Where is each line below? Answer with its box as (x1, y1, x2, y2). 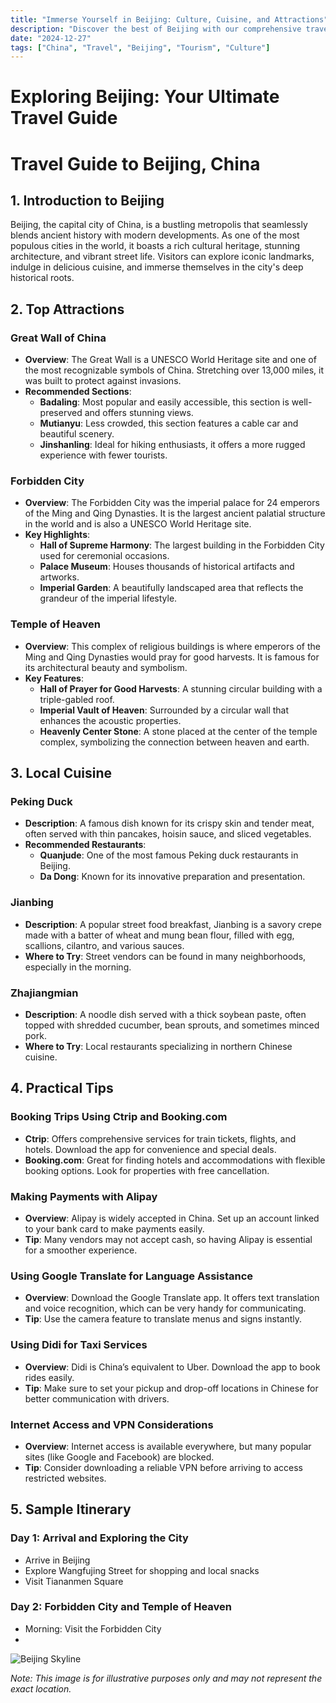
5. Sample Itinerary (10, 1501, 132, 1518)
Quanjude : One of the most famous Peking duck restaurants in (39, 849, 299, 861)
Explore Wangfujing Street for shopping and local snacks (24, 1564, 260, 1576)
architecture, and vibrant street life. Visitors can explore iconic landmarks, (10, 251, 315, 263)
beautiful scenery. (39, 428, 115, 440)
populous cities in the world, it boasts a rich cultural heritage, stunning (10, 240, 301, 252)
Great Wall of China (10, 331, 107, 345)
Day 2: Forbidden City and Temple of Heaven (10, 1600, 233, 1614)
